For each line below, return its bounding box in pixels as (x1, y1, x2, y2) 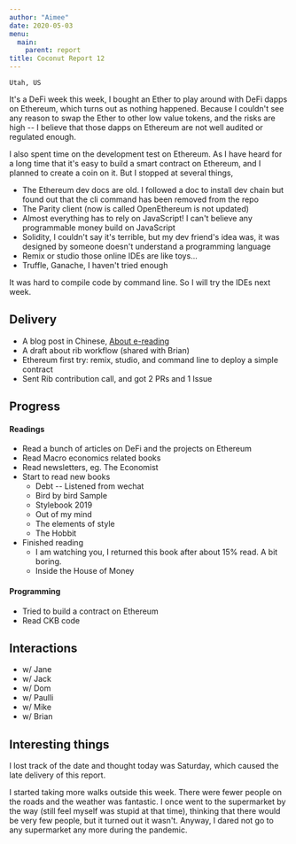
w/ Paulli (21, 693, 54, 703)
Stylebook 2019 (35, 499, 93, 510)
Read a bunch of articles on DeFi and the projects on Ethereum (21, 444, 253, 454)
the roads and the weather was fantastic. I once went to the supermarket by (9, 796, 286, 807)
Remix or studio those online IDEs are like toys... (21, 251, 198, 261)
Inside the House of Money (35, 566, 135, 577)
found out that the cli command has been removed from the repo (21, 194, 260, 205)
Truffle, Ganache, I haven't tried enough (21, 260, 168, 270)
